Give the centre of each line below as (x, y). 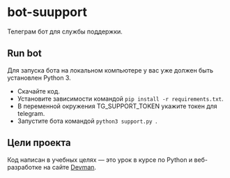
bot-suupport (47, 12)
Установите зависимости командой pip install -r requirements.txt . (120, 98)
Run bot (24, 53)
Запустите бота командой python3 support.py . (87, 121)
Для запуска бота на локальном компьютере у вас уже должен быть (110, 70)
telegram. (31, 113)
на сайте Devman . (69, 167)
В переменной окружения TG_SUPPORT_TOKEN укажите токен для (117, 106)
